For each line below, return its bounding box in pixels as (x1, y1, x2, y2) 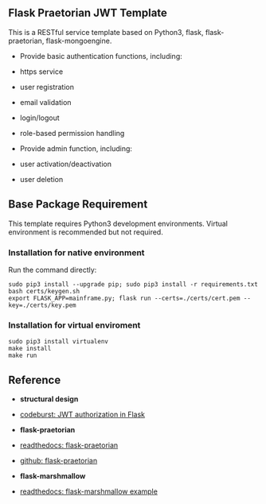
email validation (19, 97, 72, 107)
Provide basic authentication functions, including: (19, 51, 182, 60)
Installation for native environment (8, 246, 145, 258)
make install (8, 345, 52, 353)
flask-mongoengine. (45, 36, 112, 45)
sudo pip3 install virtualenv (8, 338, 109, 346)
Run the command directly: (8, 265, 97, 274)
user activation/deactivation (19, 159, 112, 169)
